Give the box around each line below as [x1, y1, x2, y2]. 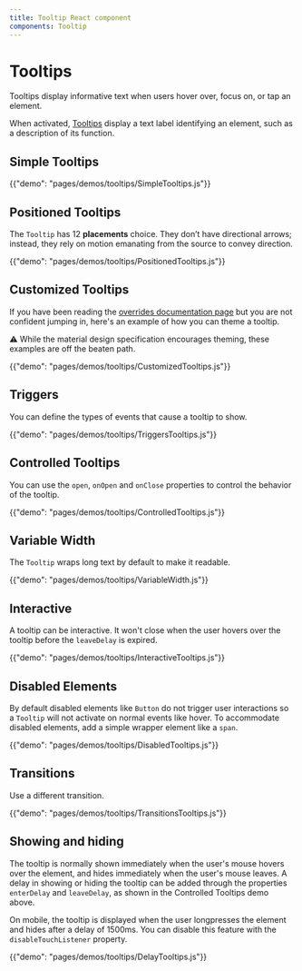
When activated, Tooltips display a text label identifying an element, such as [9, 118, 293, 129]
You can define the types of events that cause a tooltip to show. [9, 411, 248, 422]
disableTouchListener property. [9, 933, 128, 945]
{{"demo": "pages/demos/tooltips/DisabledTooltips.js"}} [9, 739, 219, 750]
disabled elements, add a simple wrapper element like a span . [9, 721, 239, 732]
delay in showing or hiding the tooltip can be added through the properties [9, 877, 287, 888]
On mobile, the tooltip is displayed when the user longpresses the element [9, 914, 287, 925]
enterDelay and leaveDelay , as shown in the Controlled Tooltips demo [9, 887, 269, 897]
